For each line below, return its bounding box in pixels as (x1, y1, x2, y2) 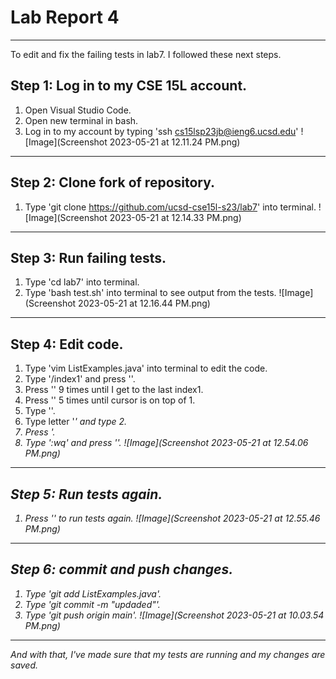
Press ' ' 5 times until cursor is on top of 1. (24, 394, 196, 406)
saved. (10, 659, 39, 671)
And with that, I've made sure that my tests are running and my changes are (10, 648, 326, 660)
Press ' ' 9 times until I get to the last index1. (24, 384, 204, 396)
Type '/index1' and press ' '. (24, 373, 136, 385)
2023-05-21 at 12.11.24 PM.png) (109, 136, 241, 148)
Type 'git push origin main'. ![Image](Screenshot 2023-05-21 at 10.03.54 (24, 609, 325, 621)
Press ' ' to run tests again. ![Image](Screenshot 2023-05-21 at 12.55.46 (24, 512, 321, 524)
